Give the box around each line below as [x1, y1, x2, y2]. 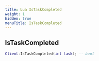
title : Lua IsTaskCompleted [5, 7, 62, 12]
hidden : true [5, 16, 32, 21]
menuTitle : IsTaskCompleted [5, 20, 62, 26]
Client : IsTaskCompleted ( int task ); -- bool [5, 51, 95, 56]
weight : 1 [5, 12, 25, 16]
